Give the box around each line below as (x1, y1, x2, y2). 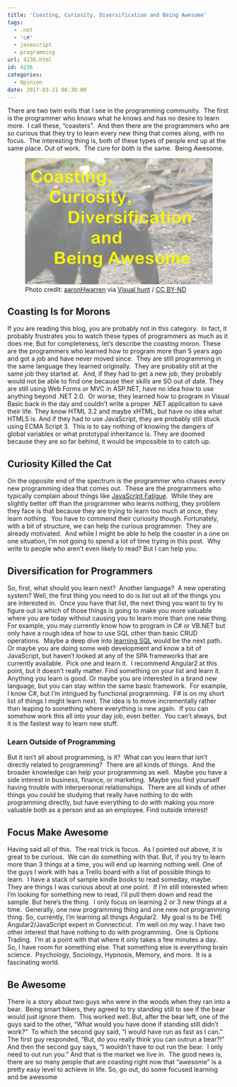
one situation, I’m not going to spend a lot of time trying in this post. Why (7, 537, 221, 546)
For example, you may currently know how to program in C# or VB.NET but (7, 621, 226, 630)
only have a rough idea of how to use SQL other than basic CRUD (7, 629, 198, 638)
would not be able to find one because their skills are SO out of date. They (7, 377, 224, 385)
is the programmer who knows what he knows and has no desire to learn (7, 114, 220, 123)
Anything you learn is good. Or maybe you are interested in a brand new (7, 674, 218, 683)
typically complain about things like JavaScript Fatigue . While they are (7, 492, 214, 500)
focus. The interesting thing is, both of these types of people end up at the (7, 137, 226, 145)
